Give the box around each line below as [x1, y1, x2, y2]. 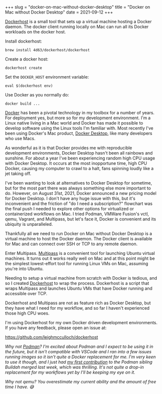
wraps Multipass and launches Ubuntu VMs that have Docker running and [5, 285, 153, 291]
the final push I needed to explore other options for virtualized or [5, 206, 134, 211]
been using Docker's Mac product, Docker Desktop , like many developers [5, 130, 153, 136]
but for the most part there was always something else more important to [5, 185, 151, 191]
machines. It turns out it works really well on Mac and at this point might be [5, 255, 155, 261]
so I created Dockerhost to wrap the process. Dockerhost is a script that [5, 281, 149, 286]
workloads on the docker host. [5, 29, 66, 34]
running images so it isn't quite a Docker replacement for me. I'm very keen [5, 354, 156, 360]
